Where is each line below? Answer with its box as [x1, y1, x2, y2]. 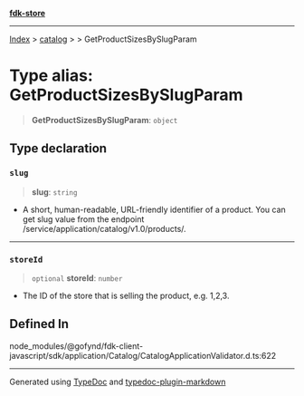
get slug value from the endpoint [22, 213, 145, 225]
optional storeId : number [31, 272, 123, 284]
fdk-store [9, 8, 46, 18]
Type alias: [9, 65, 93, 86]
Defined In [9, 316, 70, 332]
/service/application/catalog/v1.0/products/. [22, 223, 187, 234]
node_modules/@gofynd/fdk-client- [9, 340, 143, 352]
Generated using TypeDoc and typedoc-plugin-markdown [9, 376, 226, 387]
